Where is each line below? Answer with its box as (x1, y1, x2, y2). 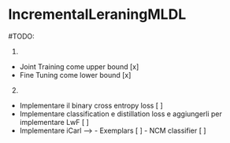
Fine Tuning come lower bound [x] (19, 70, 132, 79)
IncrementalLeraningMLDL (8, 5, 187, 24)
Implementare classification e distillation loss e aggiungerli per (19, 108, 223, 119)
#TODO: (8, 31, 35, 41)
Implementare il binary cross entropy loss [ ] (19, 101, 163, 110)
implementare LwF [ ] (19, 117, 89, 126)
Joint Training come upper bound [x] (19, 61, 139, 71)
